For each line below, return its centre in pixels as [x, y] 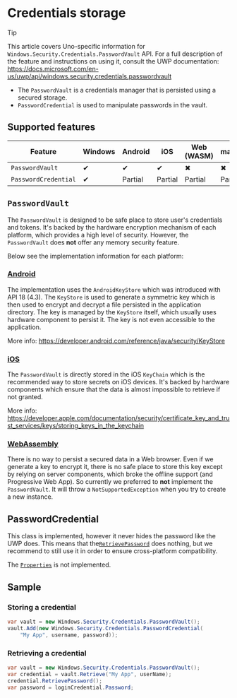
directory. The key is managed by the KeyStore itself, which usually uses [112, 312]
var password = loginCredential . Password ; [71, 687]
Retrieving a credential [47, 653]
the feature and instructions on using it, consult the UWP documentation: [113, 61]
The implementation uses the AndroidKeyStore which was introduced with [114, 289]
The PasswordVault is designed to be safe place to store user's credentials [115, 220]
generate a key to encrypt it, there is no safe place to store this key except [115, 467]
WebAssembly [33, 444]
